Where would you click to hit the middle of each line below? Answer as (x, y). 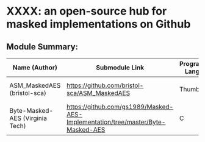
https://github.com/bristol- (105, 85)
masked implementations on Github (99, 24)
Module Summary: (42, 47)
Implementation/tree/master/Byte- (116, 122)
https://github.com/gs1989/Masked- (120, 107)
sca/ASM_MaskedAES (98, 93)
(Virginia (35, 118)
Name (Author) (35, 67)
